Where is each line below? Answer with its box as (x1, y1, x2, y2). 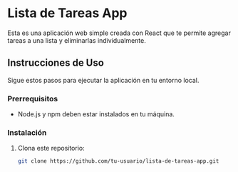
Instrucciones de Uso (7, 57, 105, 69)
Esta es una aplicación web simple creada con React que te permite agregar (7, 29, 232, 37)
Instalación (7, 127, 47, 137)
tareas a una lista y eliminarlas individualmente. (7, 36, 146, 44)
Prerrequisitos (7, 93, 58, 103)
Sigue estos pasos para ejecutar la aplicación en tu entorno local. (7, 76, 200, 84)
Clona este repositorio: (17, 144, 85, 153)
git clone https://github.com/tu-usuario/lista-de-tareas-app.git (17, 158, 219, 165)
